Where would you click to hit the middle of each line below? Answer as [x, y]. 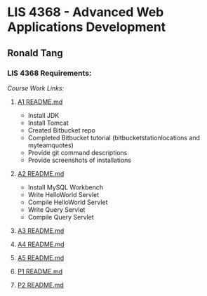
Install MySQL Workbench [66, 187]
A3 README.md [41, 230]
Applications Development [87, 27]
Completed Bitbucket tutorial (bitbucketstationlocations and [114, 137]
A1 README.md [40, 102]
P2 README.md [41, 285]
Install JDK [44, 115]
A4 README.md [41, 244]
